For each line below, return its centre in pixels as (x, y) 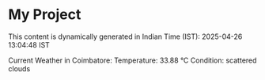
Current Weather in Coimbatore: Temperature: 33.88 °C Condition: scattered (132, 60)
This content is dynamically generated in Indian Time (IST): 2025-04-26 (125, 36)
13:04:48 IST (29, 44)
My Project (45, 15)
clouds (19, 68)
